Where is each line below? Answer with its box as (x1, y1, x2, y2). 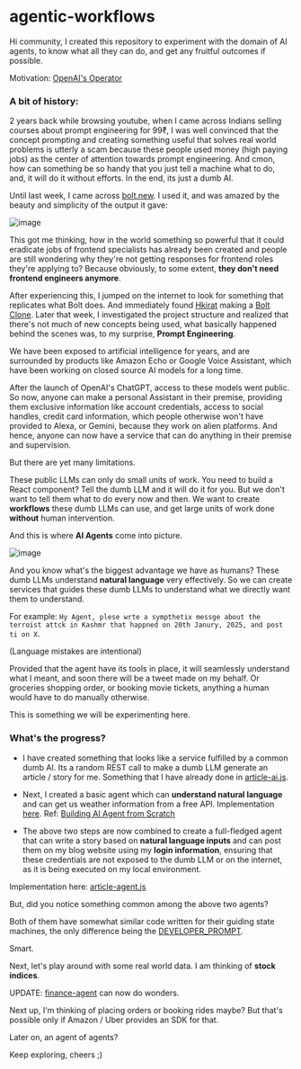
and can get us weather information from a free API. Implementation (22, 798, 275, 809)
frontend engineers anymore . (9, 272, 121, 284)
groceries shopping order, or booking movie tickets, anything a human (9, 682, 270, 693)
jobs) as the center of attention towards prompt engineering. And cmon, (9, 154, 276, 165)
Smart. (9, 942, 34, 954)
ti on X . (9, 628, 40, 639)
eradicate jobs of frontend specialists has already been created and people (9, 245, 288, 255)
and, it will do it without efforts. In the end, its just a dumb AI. (9, 173, 234, 183)
